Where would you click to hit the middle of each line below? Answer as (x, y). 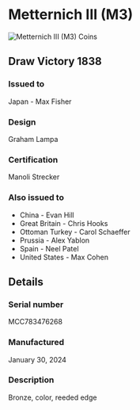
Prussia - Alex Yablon (55, 240)
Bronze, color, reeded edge (53, 397)
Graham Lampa (33, 139)
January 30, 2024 (38, 359)
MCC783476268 (36, 322)
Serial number (36, 305)
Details (26, 282)
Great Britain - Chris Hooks (64, 223)
